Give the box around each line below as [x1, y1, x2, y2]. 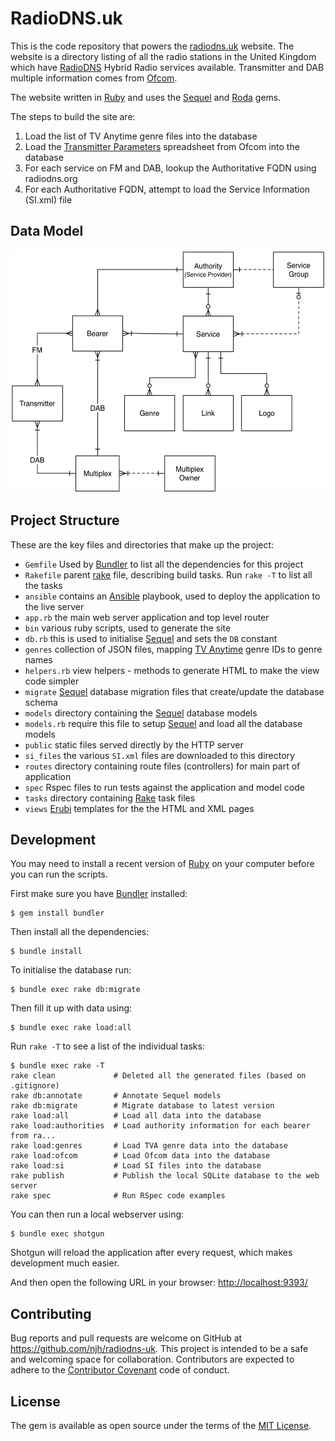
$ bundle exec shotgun [10, 1229, 105, 1239]
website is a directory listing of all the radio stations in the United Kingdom [10, 50, 317, 62]
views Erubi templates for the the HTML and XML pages [24, 802, 255, 814]
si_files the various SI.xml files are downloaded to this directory [24, 749, 295, 761]
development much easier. [10, 1257, 120, 1269]
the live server [24, 600, 85, 612]
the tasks [24, 579, 63, 591]
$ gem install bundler [10, 908, 105, 919]
